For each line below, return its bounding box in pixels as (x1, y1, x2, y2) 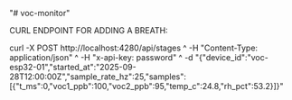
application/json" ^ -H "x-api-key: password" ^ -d (9, 52, 193, 62)
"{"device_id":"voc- (194, 52, 268, 62)
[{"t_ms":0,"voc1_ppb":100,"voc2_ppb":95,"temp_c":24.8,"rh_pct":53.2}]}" (9, 81, 284, 91)
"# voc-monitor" (9, 8, 71, 18)
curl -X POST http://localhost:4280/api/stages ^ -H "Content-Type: (9, 42, 259, 53)
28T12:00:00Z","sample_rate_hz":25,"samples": (9, 71, 187, 82)
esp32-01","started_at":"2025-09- (9, 62, 137, 72)
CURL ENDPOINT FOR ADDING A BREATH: (9, 25, 169, 35)
